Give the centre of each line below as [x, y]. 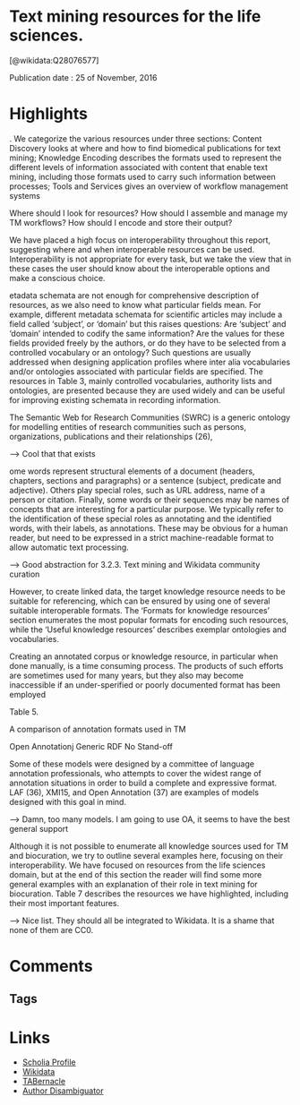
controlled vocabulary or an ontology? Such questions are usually [130, 352]
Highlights [48, 114]
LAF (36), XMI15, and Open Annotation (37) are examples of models [134, 792]
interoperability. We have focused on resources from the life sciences [137, 865]
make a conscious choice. [57, 278]
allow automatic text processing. [69, 547]
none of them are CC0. [51, 929]
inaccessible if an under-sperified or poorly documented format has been [145, 685]
